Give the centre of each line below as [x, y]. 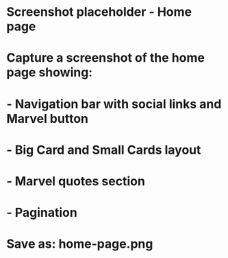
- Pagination [42, 213]
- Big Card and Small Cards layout [104, 150]
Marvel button [47, 118]
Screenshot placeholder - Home [99, 12]
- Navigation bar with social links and [114, 104]
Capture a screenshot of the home [105, 58]
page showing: [50, 72]
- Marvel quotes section [76, 181]
